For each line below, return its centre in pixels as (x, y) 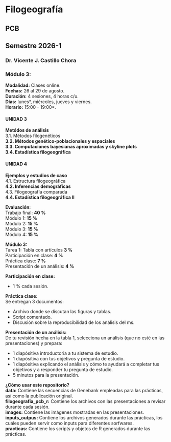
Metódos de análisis (27, 130)
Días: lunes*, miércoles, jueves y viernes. (48, 102)
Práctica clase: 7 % (26, 261)
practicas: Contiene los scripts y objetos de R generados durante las (78, 428)
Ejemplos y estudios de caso (36, 175)
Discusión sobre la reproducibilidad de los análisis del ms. (74, 322)
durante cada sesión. (28, 407)
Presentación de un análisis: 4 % (40, 266)
